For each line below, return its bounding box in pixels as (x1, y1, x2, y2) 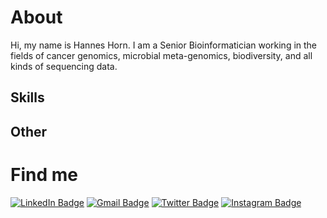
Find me (10, 163, 78, 186)
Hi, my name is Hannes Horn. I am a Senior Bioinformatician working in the (10, 39, 318, 51)
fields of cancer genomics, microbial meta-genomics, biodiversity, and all (10, 49, 313, 61)
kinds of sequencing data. (10, 60, 118, 72)
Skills (10, 89, 45, 106)
